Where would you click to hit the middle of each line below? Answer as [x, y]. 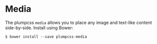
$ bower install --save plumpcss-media [46, 37]
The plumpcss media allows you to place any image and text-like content [78, 22]
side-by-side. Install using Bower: [39, 27]
